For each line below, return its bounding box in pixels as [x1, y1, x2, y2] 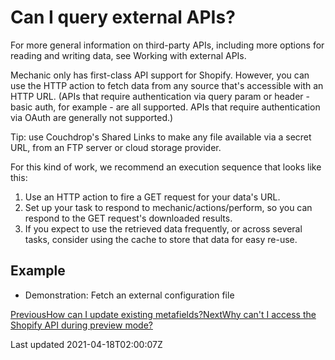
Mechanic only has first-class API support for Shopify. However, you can [10, 69, 310, 81]
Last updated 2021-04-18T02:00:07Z [10, 338, 163, 350]
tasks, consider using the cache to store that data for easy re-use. [24, 233, 298, 245]
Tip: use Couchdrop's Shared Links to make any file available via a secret [10, 131, 312, 143]
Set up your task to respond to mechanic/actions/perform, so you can [24, 201, 313, 213]
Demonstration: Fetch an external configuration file [24, 289, 235, 301]
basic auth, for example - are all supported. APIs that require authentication [10, 101, 321, 113]
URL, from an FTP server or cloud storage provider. [10, 141, 222, 153]
